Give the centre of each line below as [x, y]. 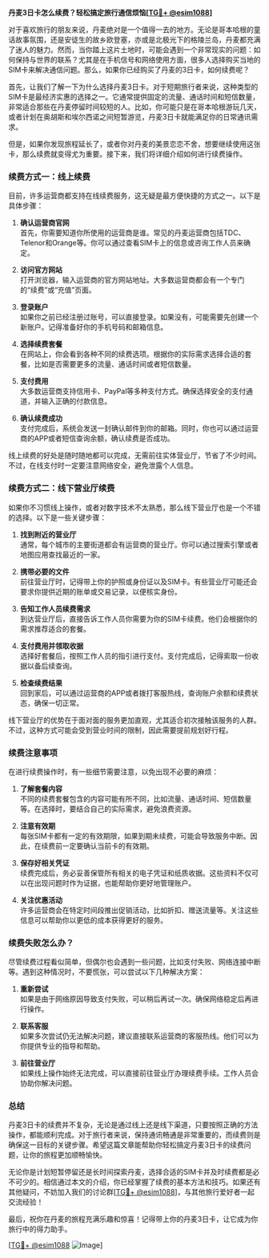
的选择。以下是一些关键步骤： [57, 517]
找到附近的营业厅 [48, 534]
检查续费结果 [41, 683]
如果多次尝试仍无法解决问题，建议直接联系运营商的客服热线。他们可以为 [139, 1036]
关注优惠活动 [41, 900]
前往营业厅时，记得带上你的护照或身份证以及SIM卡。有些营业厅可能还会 [139, 582]
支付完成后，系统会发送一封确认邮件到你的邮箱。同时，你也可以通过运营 [139, 428]
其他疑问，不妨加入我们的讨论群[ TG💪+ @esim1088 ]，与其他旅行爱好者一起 [131, 1192]
